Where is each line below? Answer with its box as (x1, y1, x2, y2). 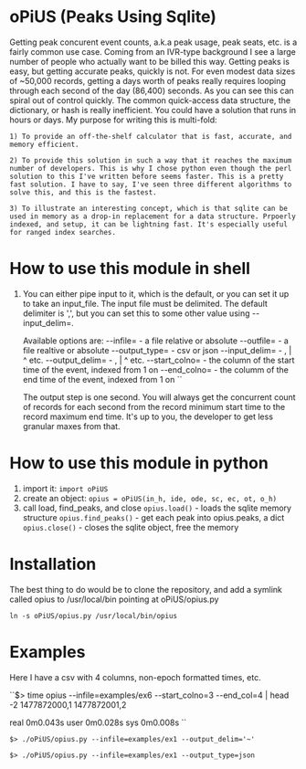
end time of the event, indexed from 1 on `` (22, 374, 183, 384)
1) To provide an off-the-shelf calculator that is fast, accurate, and (9, 132, 292, 141)
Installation (9, 554, 97, 574)
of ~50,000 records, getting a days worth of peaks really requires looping (9, 75, 286, 86)
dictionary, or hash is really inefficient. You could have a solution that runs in (9, 104, 297, 115)
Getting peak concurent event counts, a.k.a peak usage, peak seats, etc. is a (9, 37, 298, 47)
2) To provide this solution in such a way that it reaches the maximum (9, 155, 292, 165)
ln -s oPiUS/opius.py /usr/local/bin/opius (9, 611, 178, 620)
